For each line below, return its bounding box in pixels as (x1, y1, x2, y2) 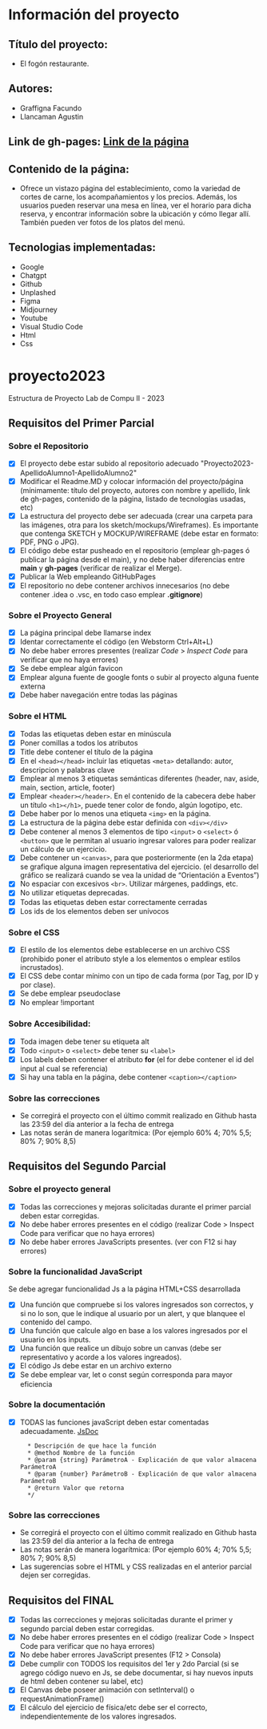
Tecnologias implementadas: (8, 240, 156, 254)
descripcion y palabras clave (19, 766, 115, 775)
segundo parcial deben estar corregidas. (19, 1624, 154, 1634)
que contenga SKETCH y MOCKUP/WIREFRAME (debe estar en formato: (19, 528, 259, 538)
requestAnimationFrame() (19, 1694, 105, 1704)
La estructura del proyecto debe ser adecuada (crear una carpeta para (19, 511, 253, 520)
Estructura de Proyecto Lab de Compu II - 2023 (8, 393, 165, 402)
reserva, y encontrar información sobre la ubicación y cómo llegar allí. (19, 209, 251, 219)
